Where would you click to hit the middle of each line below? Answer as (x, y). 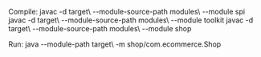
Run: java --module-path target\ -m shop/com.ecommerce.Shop (115, 44)
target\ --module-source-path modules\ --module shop (100, 28)
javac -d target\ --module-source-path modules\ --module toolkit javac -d (131, 20)
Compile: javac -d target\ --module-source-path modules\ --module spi (127, 12)
